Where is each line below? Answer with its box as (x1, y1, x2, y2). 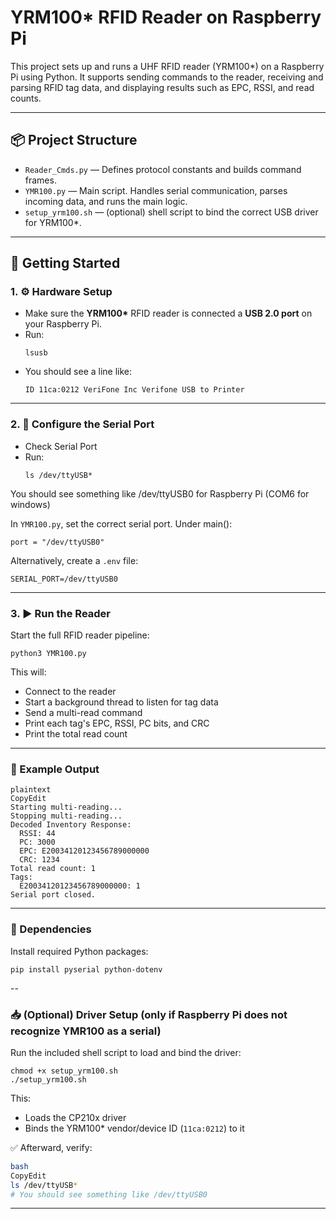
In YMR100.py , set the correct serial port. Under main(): (10, 517, 233, 530)
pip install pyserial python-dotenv (10, 964, 163, 975)
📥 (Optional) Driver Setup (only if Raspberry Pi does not (10, 1007, 288, 1021)
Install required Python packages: (10, 945, 149, 957)
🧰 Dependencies (10, 922, 92, 936)
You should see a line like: (24, 366, 133, 378)
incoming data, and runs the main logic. (24, 195, 188, 207)
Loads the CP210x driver (24, 1111, 127, 1123)
